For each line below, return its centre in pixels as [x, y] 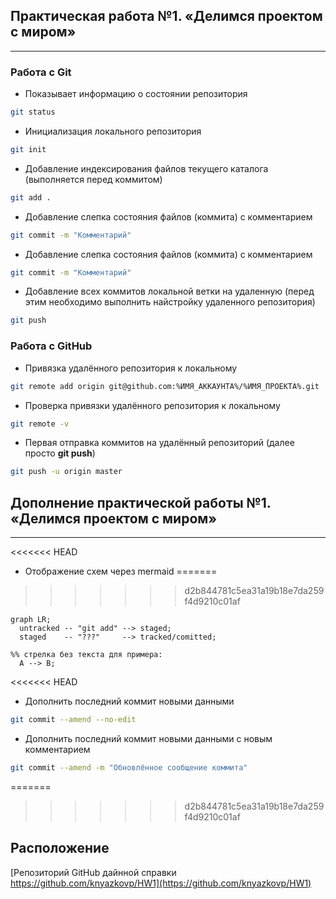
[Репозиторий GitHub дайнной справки [93, 872]
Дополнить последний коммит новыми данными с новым [148, 738]
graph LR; [31, 620]
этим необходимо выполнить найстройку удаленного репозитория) [170, 302]
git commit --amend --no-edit [73, 720]
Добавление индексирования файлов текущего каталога [146, 168]
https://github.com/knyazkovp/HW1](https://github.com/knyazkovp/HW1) [161, 883]
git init [28, 149]
